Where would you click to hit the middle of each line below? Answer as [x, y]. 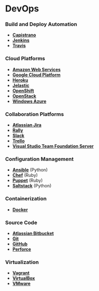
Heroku [20, 80]
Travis [19, 46]
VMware [21, 284]
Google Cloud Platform [36, 75]
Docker [20, 209]
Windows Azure [29, 101]
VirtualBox [24, 278]
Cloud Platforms [25, 59]
